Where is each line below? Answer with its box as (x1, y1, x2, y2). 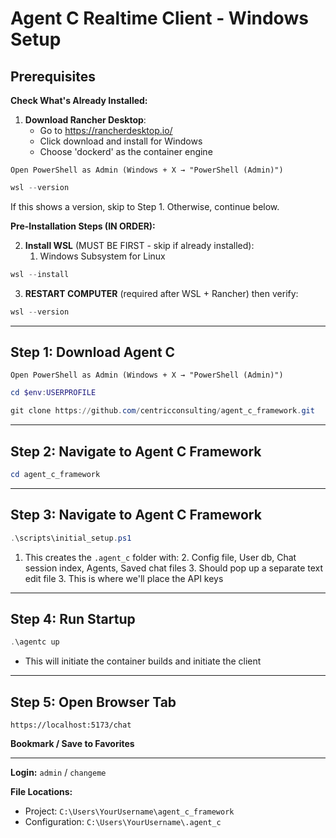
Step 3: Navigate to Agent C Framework (10, 507, 262, 524)
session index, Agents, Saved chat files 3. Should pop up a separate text (24, 562, 324, 574)
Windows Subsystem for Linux (39, 250, 166, 262)
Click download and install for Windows (39, 135, 203, 147)
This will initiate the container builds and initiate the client (24, 655, 262, 667)
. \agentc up (10, 637, 60, 647)
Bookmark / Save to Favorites (10, 738, 135, 750)
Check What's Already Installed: (10, 95, 148, 106)
